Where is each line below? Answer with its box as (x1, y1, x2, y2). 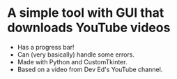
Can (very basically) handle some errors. (17, 50, 134, 59)
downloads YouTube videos (7, 20, 171, 36)
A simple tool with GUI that (7, 5, 164, 21)
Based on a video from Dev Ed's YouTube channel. (17, 65, 163, 73)
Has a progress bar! (17, 43, 75, 51)
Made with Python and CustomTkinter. (17, 57, 128, 66)
